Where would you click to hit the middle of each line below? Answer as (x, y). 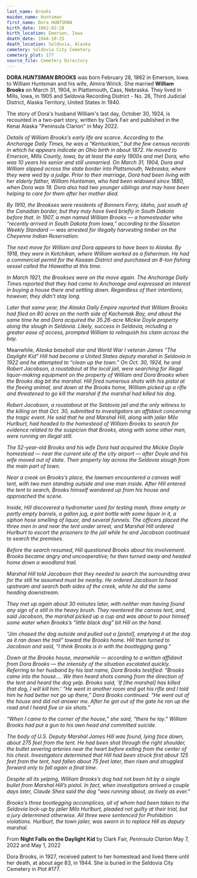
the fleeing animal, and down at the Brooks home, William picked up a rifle (96, 387)
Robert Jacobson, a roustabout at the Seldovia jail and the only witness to (96, 404)
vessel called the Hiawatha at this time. (54, 266)
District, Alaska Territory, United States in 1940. (63, 102)
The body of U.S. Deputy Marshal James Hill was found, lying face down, (95, 736)
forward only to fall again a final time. (52, 767)
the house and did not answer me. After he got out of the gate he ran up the (98, 701)
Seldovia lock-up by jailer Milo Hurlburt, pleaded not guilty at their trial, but (97, 809)
